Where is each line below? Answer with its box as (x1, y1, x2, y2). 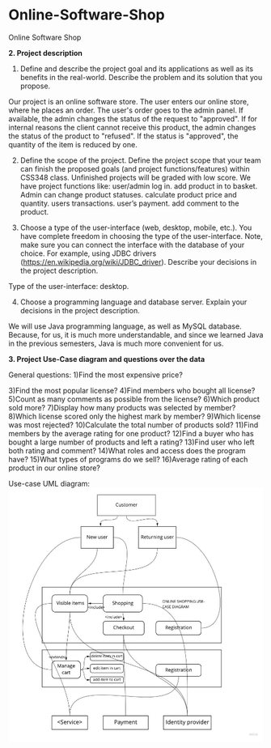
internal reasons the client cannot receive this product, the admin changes (8, 122, 256, 132)
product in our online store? (8, 463, 101, 473)
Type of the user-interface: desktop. (8, 281, 129, 291)
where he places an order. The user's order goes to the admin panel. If (8, 105, 244, 115)
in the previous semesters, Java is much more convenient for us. (8, 338, 224, 348)
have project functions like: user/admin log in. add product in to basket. (19, 181, 258, 191)
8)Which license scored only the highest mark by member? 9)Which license (8, 411, 261, 421)
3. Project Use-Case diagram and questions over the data (8, 354, 205, 363)
